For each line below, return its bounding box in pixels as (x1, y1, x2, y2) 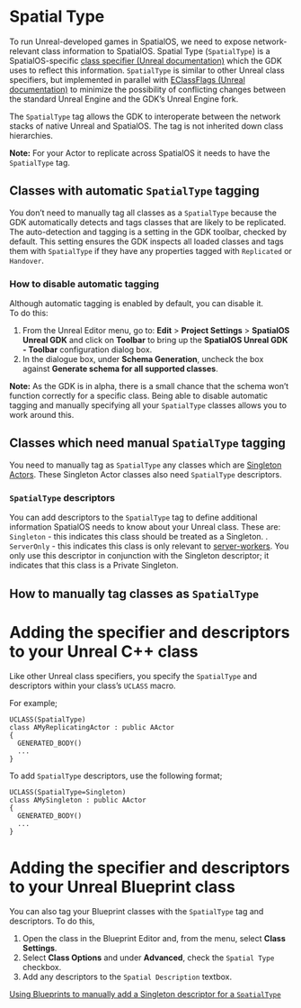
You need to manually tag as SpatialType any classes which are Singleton (9, 459, 282, 470)
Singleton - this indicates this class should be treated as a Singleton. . (9, 531, 269, 542)
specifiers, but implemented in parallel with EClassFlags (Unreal (9, 74, 245, 85)
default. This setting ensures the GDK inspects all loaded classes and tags (9, 236, 285, 247)
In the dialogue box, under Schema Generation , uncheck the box (22, 354, 264, 365)
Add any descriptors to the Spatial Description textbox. (22, 971, 233, 983)
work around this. (9, 410, 75, 421)
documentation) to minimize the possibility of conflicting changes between (9, 84, 286, 95)
